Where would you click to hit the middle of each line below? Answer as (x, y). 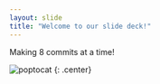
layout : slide (36, 18)
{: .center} (73, 70)
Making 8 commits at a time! (62, 51)
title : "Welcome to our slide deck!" (80, 26)
